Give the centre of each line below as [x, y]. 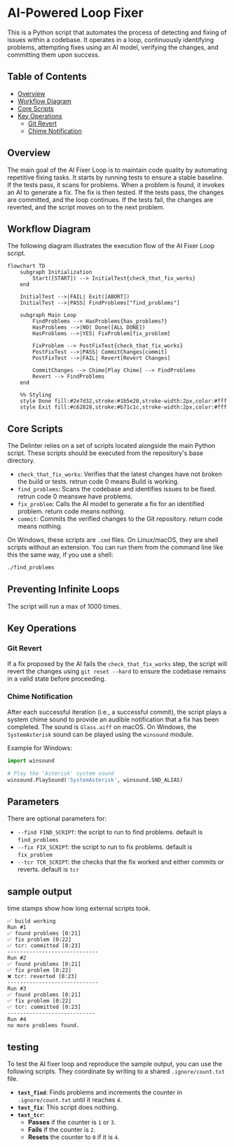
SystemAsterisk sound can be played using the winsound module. [101, 734]
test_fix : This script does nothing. [68, 1107]
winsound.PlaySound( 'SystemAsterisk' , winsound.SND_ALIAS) [95, 780]
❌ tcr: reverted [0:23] [42, 977]
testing [23, 1047]
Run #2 [17, 958]
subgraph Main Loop [48, 315]
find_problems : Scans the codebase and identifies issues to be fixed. [117, 489]
